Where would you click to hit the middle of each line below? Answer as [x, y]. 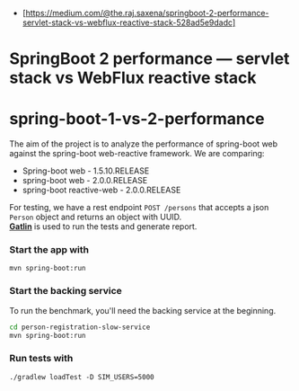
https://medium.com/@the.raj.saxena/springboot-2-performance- [147, 13]
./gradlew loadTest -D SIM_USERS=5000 [82, 377]
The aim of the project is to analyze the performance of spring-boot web [144, 144]
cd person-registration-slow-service [80, 327]
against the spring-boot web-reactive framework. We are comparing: [137, 154]
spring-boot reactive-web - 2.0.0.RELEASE [101, 190]
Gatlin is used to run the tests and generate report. [103, 227]
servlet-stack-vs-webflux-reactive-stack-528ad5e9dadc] [129, 22]
